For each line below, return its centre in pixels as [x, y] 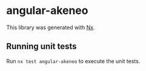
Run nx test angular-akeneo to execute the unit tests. [73, 61]
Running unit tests [41, 46]
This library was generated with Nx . [51, 27]
